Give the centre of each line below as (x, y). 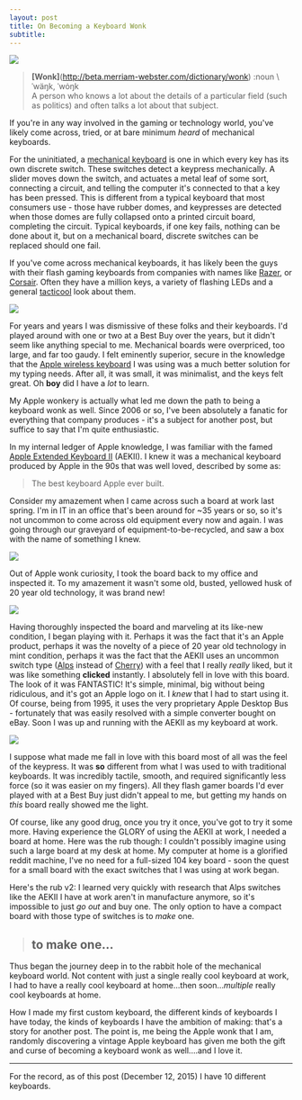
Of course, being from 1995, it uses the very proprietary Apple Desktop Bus (149, 704)
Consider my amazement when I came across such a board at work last (142, 501)
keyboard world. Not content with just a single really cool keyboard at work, (149, 976)
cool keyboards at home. (55, 995)
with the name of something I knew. (75, 539)
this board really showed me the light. (79, 805)
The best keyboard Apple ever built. (98, 483)
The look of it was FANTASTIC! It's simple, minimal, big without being (137, 684)
